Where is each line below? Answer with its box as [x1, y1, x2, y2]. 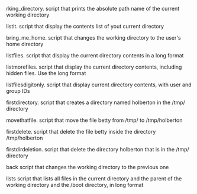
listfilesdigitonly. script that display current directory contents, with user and [6, 81, 192, 88]
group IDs [6, 88, 31, 94]
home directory [6, 41, 44, 47]
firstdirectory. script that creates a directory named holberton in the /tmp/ [6, 99, 185, 106]
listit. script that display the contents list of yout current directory [6, 23, 164, 30]
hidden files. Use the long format [6, 70, 86, 76]
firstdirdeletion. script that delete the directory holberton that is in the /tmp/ [6, 146, 189, 153]
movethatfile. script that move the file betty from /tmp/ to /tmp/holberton [6, 117, 183, 124]
